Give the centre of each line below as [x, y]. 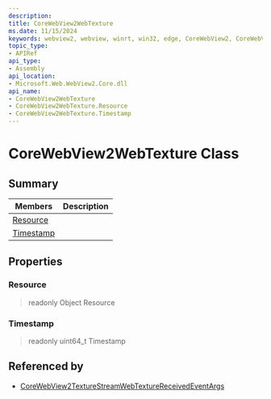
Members [34, 206]
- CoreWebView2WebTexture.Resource [68, 106]
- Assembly [27, 69]
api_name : [25, 91]
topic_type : [28, 46]
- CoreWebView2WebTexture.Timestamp [70, 114]
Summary [33, 183]
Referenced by [46, 366]
